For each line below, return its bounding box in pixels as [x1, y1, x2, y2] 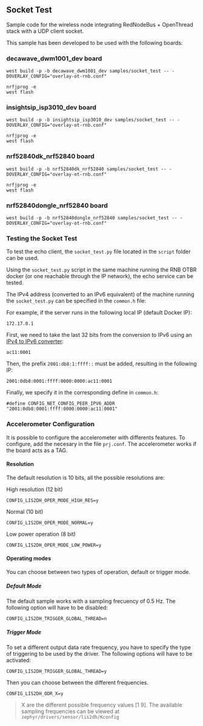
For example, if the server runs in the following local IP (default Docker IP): [6, 309, 192, 316]
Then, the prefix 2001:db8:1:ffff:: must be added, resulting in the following [6, 360, 197, 367]
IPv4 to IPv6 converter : [6, 338, 64, 345]
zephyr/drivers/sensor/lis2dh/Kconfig [21, 714, 119, 720]
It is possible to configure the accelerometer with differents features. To [6, 433, 185, 441]
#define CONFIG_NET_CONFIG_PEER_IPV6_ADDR [6, 401, 115, 407]
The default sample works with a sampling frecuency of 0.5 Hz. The [6, 597, 176, 605]
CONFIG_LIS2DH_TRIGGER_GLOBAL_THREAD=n [6, 615, 107, 622]
